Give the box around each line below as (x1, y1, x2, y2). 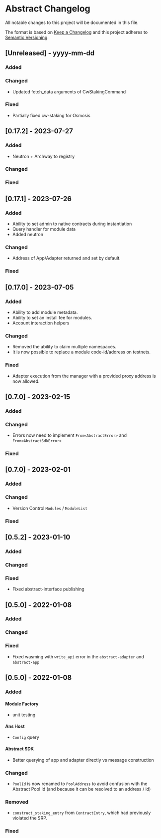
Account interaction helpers (12, 320, 70, 326)
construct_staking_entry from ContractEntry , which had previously (12, 810, 151, 816)
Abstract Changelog (5, 3, 90, 14)
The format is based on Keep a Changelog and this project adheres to (5, 29, 148, 35)
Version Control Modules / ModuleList (12, 505, 88, 511)
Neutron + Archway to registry (12, 153, 75, 159)
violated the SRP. (12, 815, 48, 821)
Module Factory (5, 701, 39, 707)
